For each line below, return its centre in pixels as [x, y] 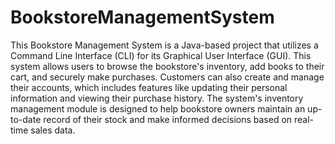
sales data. [53, 130]
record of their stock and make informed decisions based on [168, 119]
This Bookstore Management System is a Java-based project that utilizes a [164, 45]
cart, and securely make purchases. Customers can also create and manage [167, 77]
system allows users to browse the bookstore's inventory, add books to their [167, 66]
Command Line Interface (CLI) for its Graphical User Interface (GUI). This [161, 55]
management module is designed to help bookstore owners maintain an [158, 108]
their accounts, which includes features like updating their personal [149, 87]
